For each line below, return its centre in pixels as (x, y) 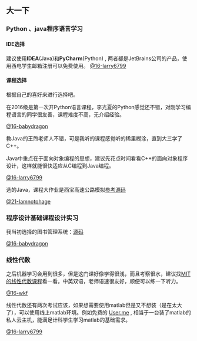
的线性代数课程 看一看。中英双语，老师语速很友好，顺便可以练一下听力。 (94, 281)
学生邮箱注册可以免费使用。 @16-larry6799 (74, 65)
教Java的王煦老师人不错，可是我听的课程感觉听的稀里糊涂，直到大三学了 (94, 138)
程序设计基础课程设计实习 (42, 218)
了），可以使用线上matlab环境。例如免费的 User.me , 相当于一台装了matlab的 (98, 313)
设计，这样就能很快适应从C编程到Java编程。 (60, 165)
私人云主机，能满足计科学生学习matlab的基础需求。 (69, 320)
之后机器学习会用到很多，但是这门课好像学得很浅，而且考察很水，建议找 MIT (98, 274)
